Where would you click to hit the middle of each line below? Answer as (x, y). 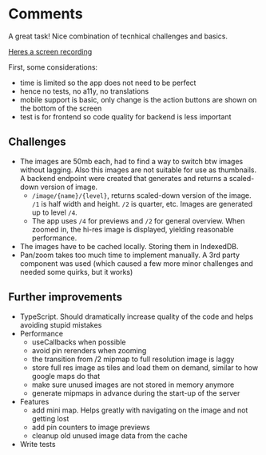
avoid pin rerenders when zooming (89, 350)
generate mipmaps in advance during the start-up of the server (136, 393)
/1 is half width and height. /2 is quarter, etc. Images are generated (142, 203)
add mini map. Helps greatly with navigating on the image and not (140, 410)
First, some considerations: (53, 67)
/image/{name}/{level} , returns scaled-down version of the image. (141, 195)
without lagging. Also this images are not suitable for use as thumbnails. (138, 170)
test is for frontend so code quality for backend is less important (125, 116)
